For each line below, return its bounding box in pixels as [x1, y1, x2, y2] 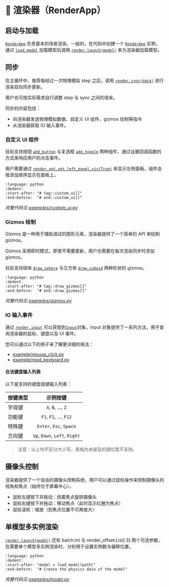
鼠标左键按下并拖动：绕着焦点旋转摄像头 [12, 494, 97, 500]
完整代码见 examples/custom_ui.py [5, 205, 78, 211]
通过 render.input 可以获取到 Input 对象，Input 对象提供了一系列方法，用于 [5, 324, 160, 330]
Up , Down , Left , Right [33, 432, 80, 439]
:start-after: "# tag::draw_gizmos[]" [5, 284, 87, 289]
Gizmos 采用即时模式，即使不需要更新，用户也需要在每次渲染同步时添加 [5, 248, 155, 254]
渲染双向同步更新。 [5, 84, 45, 90]
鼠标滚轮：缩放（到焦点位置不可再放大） [12, 506, 97, 512]
